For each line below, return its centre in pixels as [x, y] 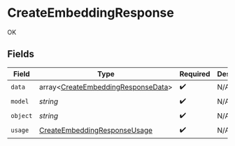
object [22, 116]
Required [195, 73]
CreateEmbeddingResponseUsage [96, 131]
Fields [21, 54]
